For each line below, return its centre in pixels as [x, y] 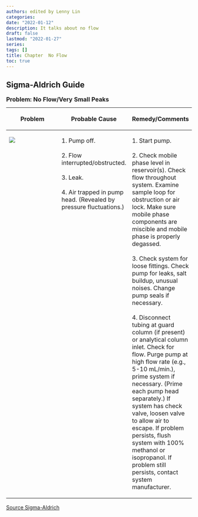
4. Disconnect [151, 318]
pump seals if [151, 295]
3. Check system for [160, 259]
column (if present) [159, 332]
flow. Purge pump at [160, 354]
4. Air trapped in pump [93, 192]
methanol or [148, 450]
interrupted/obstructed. [94, 163]
